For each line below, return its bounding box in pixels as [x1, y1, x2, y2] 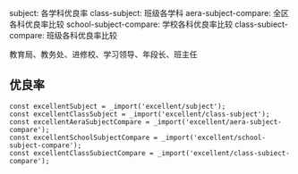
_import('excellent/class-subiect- [157, 148, 291, 158]
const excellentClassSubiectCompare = [9, 148, 154, 158]
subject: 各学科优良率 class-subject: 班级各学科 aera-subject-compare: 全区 [9, 8, 289, 18]
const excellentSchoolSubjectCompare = [9, 133, 158, 142]
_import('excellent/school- [161, 133, 267, 142]
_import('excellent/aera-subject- [153, 117, 282, 127]
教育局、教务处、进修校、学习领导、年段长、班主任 [9, 49, 198, 60]
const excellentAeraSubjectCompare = [9, 117, 150, 127]
